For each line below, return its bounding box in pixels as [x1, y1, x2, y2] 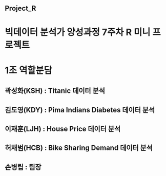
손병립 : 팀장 [5, 163, 42, 171]
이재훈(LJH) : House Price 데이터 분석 [5, 124, 121, 133]
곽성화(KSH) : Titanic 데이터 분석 [5, 87, 106, 95]
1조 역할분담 [5, 64, 52, 76]
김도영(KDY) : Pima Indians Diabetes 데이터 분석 [5, 105, 155, 114]
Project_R [5, 4, 36, 13]
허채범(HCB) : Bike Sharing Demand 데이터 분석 [5, 144, 153, 152]
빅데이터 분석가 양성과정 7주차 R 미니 [5, 26, 151, 38]
